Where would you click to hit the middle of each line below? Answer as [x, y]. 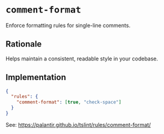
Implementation [36, 77]
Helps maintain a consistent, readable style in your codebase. [82, 59]
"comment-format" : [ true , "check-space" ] [69, 102]
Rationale [24, 44]
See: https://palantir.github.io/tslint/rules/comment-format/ [78, 124]
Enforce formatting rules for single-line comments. [68, 25]
